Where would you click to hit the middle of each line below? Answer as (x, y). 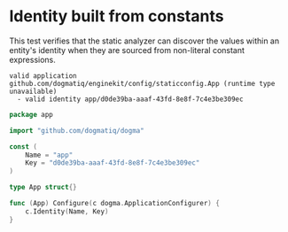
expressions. (32, 59)
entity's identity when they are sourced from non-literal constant (127, 50)
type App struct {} (43, 188)
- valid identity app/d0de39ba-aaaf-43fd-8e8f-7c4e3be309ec (130, 99)
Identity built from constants (117, 16)
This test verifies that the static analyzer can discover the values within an (144, 41)
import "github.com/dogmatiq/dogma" (77, 130)
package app (31, 114)
